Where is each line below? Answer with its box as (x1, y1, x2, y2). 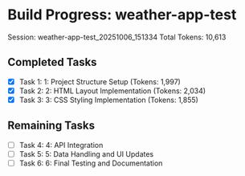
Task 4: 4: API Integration (18, 140, 104, 149)
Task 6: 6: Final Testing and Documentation (18, 158, 163, 168)
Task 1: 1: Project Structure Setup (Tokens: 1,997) (18, 76, 182, 86)
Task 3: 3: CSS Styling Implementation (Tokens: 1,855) (18, 95, 198, 104)
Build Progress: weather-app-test (7, 6, 237, 24)
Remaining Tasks (7, 119, 96, 133)
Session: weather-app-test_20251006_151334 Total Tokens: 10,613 (7, 32, 227, 42)
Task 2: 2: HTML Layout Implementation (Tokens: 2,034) (18, 86, 206, 96)
